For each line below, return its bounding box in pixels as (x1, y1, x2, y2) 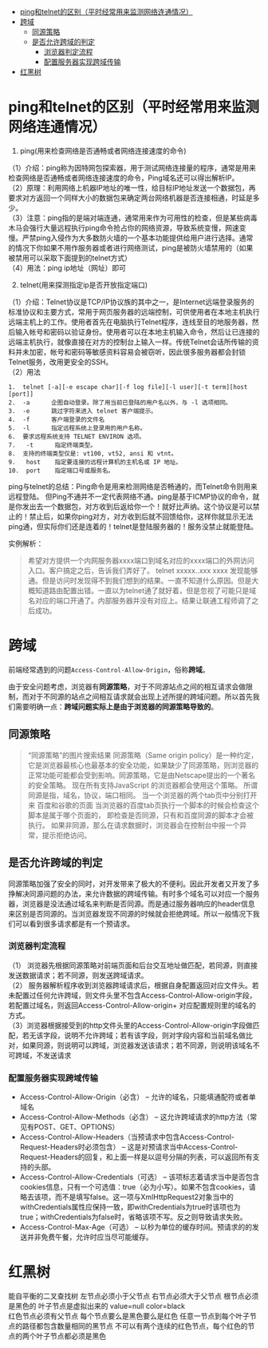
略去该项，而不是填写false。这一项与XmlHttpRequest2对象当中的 (19, 1192, 234, 1202)
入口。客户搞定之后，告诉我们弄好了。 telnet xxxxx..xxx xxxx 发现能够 (27, 565, 258, 575)
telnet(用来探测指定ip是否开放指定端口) (19, 279, 148, 290)
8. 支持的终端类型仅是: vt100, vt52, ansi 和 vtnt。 (8, 449, 178, 458)
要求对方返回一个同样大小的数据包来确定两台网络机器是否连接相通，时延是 (8, 193, 253, 203)
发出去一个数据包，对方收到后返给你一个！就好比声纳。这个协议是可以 (22, 501, 253, 511)
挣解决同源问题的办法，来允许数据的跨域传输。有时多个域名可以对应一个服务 (8, 889, 260, 898)
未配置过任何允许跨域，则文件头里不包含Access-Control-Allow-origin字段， (8, 990, 257, 1000)
